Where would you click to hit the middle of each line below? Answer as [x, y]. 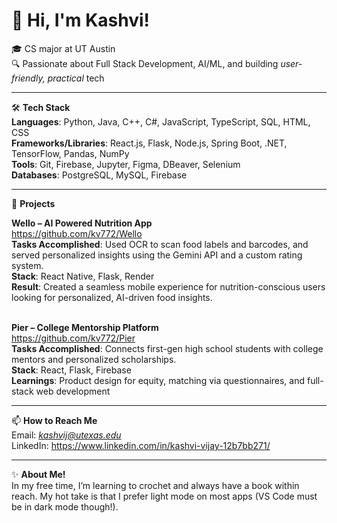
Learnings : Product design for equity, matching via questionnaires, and [158, 380]
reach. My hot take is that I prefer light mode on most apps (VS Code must [164, 496]
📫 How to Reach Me [54, 420]
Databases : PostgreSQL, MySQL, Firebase [99, 175]
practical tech [76, 78]
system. [27, 265]
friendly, [28, 78]
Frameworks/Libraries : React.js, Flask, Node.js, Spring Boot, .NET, [149, 143]
